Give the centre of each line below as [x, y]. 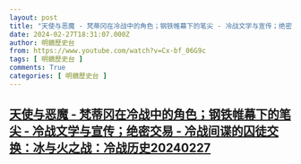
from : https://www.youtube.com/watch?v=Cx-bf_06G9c [107, 51]
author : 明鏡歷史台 [42, 43]
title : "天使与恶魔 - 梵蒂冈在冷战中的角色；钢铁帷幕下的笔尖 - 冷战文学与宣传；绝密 [151, 26]
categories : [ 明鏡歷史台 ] [58, 76]
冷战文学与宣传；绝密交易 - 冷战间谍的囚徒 [149, 131]
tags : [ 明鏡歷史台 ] [46, 59]
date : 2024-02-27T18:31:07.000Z [69, 34]
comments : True [38, 68]
